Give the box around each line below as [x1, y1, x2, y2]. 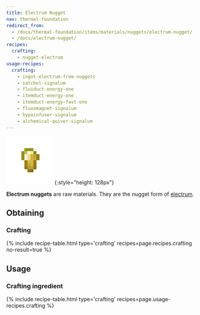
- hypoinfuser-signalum [17, 112, 77, 118]
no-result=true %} [6, 246, 52, 253]
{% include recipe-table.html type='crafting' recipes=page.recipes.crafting [6, 239, 192, 247]
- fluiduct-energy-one [17, 86, 74, 93]
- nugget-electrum [17, 54, 63, 60]
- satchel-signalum [17, 80, 66, 86]
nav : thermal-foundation [6, 16, 69, 22]
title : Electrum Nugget [6, 10, 66, 16]
